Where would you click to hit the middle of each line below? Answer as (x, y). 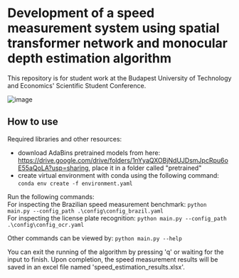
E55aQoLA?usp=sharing (53, 168)
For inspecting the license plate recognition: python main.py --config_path (117, 218)
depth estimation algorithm (90, 59)
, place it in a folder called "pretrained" (145, 168)
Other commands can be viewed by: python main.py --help (95, 238)
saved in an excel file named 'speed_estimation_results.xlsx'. (96, 267)
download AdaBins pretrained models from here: (89, 153)
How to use (33, 122)
